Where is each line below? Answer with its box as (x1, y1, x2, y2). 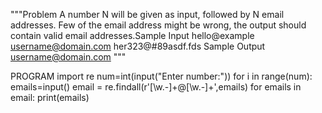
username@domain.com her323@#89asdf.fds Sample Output (10, 40, 266, 52)
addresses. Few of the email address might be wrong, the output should (10, 19, 307, 31)
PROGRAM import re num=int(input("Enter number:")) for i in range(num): (10, 70, 313, 82)
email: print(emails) (10, 92, 90, 103)
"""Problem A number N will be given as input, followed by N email (10, 9, 285, 20)
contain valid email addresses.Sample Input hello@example (10, 30, 255, 41)
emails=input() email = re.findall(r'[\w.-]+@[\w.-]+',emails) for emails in (10, 81, 302, 93)
